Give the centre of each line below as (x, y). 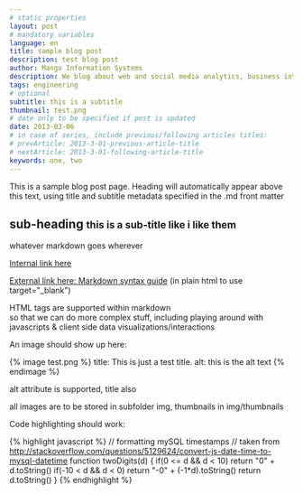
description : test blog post (64, 60)
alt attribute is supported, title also (73, 389)
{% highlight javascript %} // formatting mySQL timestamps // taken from (145, 442)
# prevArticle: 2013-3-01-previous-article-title (105, 144)
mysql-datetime (39, 461)
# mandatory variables (52, 34)
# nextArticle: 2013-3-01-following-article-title (106, 152)
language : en (34, 43)
